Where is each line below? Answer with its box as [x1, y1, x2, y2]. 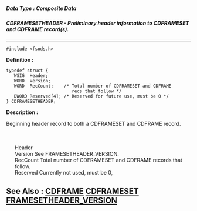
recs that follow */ [71, 88, 122, 94]
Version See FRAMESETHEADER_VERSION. [14, 150, 119, 158]
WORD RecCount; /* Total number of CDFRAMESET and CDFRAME [13, 83, 172, 89]
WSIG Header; [13, 73, 49, 79]
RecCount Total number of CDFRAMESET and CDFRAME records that [14, 156, 183, 164]
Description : [6, 109, 39, 116]
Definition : [6, 56, 34, 63]
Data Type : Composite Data [6, 5, 77, 12]
